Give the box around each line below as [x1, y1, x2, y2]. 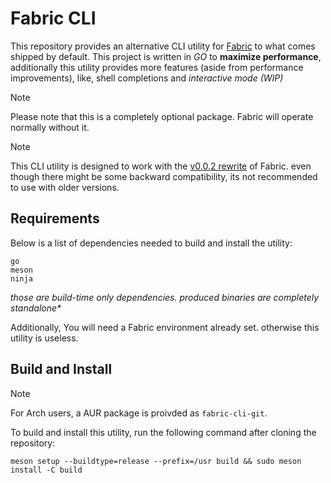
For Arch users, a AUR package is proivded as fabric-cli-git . [10, 407, 268, 419]
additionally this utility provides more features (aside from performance [10, 61, 304, 73]
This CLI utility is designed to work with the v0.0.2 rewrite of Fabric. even [10, 160, 312, 172]
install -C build [10, 465, 83, 475]
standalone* [10, 302, 62, 314]
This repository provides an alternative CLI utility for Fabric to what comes [10, 40, 316, 52]
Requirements [10, 210, 100, 227]
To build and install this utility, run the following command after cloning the [10, 426, 317, 438]
